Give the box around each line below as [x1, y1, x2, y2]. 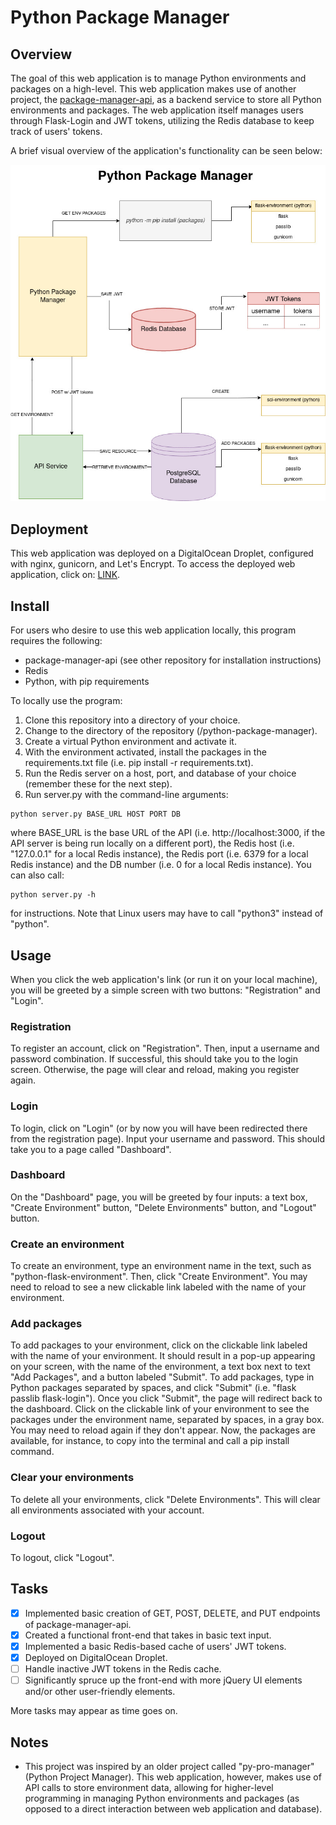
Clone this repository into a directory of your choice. [24, 714, 241, 726]
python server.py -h [10, 890, 97, 900]
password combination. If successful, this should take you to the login [10, 1053, 298, 1065]
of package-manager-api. [24, 1618, 132, 1630]
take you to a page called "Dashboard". [10, 1143, 172, 1155]
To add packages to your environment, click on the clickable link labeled [10, 1339, 308, 1351]
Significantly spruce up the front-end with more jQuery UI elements [24, 1674, 303, 1686]
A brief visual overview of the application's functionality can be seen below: [10, 145, 323, 156]
